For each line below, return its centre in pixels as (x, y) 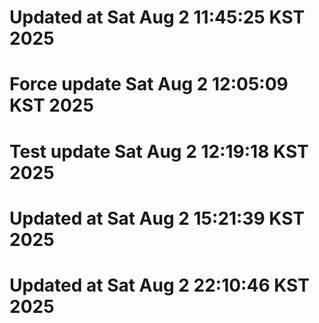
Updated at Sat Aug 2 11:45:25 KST (157, 17)
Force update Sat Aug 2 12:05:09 (149, 84)
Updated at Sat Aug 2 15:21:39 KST (157, 218)
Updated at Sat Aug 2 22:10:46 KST (159, 285)
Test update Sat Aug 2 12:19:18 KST (159, 151)
